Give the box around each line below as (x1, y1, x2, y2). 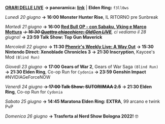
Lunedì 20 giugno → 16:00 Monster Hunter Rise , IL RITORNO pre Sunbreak (5, 14, 159, 20)
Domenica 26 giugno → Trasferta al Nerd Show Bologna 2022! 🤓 (5, 113, 139, 119)
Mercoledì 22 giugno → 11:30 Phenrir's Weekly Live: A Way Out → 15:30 (5, 44, 154, 49)
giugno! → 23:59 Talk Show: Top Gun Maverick (5, 34, 102, 40)
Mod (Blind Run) (5, 54, 40, 60)
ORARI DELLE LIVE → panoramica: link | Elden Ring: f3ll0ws (5, 5, 129, 10)
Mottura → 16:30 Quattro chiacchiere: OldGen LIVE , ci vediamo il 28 (5, 29, 146, 34)
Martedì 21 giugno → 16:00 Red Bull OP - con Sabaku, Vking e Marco (5, 24, 147, 30)
